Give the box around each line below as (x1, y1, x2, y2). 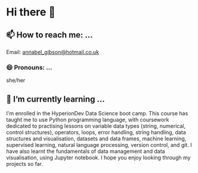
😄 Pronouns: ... (6, 63, 52, 71)
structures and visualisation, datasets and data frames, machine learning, (6, 135, 187, 142)
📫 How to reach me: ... (6, 30, 94, 40)
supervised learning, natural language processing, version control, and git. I (6, 141, 192, 149)
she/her (6, 77, 26, 84)
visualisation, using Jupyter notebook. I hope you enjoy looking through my (6, 154, 191, 161)
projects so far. (6, 161, 44, 168)
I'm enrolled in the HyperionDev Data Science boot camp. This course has (6, 110, 188, 117)
